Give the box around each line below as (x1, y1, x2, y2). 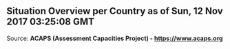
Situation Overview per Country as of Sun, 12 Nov (6, 5, 223, 17)
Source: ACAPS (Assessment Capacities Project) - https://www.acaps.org (6, 34, 223, 42)
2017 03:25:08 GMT (6, 16, 94, 28)
